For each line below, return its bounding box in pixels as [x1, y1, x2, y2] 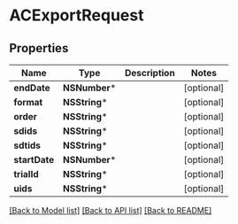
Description [124, 67, 175, 79]
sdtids [13, 139, 42, 151]
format [13, 97, 43, 108]
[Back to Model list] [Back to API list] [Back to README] [9, 205, 212, 215]
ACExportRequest [9, 5, 144, 26]
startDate [13, 154, 55, 166]
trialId [13, 168, 39, 180]
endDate [13, 81, 50, 94]
